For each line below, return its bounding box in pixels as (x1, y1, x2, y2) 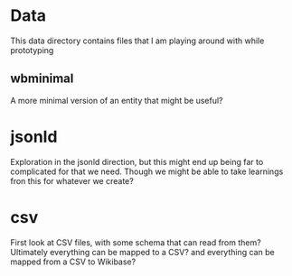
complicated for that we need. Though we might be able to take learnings (10, 166, 284, 177)
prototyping (10, 44, 54, 55)
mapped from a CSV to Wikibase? (10, 256, 137, 267)
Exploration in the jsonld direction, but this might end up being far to (10, 156, 264, 167)
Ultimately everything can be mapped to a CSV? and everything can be (10, 246, 275, 257)
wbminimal (10, 71, 74, 87)
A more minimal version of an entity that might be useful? (10, 95, 224, 106)
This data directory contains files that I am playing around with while (10, 35, 265, 46)
